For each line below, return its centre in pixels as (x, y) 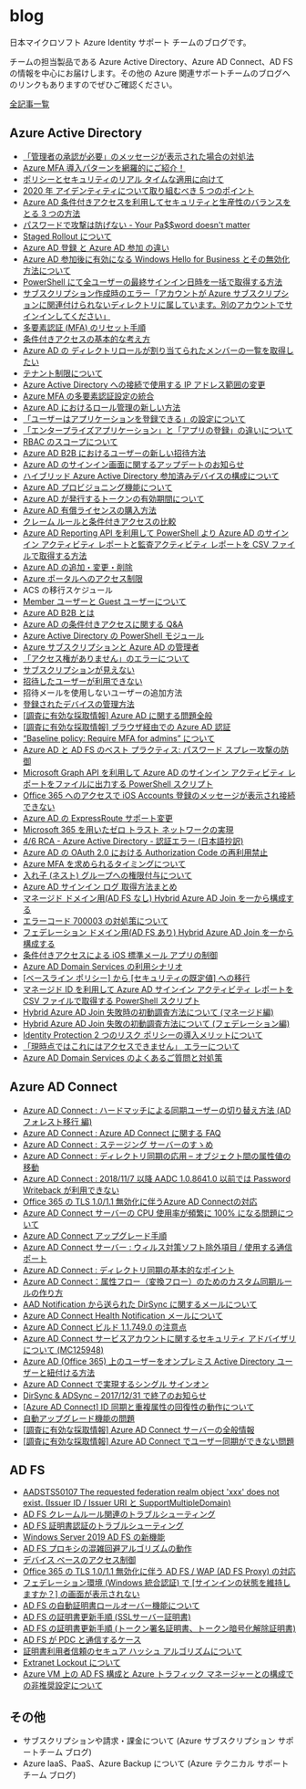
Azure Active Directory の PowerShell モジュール (113, 635)
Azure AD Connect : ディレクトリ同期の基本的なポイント (128, 1270)
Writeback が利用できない (71, 1190)
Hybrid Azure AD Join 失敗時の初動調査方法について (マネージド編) (148, 1012)
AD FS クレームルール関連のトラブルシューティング (119, 1514)
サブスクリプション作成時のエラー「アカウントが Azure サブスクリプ (152, 293)
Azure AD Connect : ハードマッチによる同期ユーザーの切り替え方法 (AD (157, 1110)
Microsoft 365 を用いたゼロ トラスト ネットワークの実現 (128, 829)
